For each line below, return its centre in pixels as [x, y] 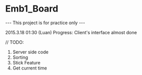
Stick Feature [26, 62]
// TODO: [15, 42]
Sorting [20, 57]
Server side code [30, 52]
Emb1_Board [32, 9]
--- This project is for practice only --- [45, 23]
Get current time [30, 68]
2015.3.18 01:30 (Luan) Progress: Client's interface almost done [71, 32]
